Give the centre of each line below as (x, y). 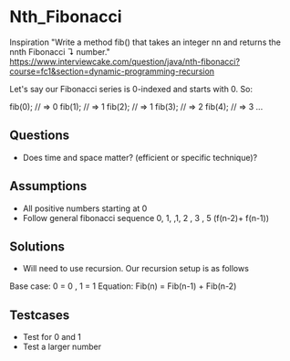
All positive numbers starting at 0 (85, 208)
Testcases (40, 315)
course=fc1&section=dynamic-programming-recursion (112, 71)
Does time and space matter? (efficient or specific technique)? (140, 157)
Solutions (37, 246)
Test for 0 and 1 (52, 337)
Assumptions (48, 186)
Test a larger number (62, 347)
